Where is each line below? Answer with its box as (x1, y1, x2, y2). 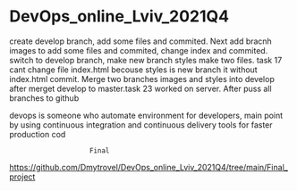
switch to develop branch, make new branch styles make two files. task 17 (9, 54, 283, 65)
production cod (9, 129, 66, 139)
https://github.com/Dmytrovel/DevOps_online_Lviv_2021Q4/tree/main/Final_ (9, 162, 288, 172)
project (9, 171, 36, 182)
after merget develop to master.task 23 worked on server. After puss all (9, 83, 272, 94)
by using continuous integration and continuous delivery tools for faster (9, 119, 273, 130)
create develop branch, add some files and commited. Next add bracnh (9, 36, 273, 46)
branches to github (9, 92, 80, 104)
